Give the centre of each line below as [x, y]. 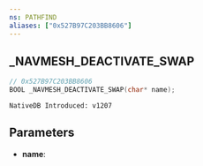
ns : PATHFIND [33, 17]
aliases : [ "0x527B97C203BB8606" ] [71, 26]
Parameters [42, 133]
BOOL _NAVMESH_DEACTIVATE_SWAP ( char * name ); [92, 90]
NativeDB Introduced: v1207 [61, 106]
